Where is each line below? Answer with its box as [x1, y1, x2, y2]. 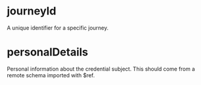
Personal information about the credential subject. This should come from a [7, 65, 196, 72]
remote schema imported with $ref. [7, 71, 95, 79]
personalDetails [7, 45, 88, 59]
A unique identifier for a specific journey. [7, 24, 108, 31]
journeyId [7, 4, 56, 18]
